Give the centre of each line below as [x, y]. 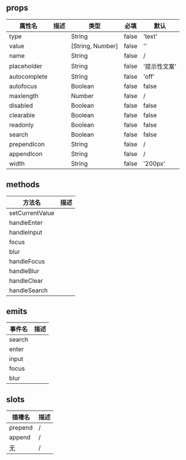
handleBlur [24, 271]
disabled [21, 105]
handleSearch [28, 290]
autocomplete [28, 76]
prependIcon [27, 144]
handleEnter [26, 223]
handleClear [26, 280]
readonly [22, 124]
